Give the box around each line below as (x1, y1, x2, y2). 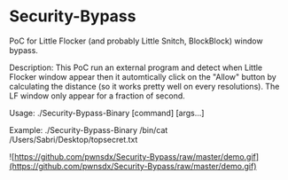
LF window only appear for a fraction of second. (9, 90, 186, 101)
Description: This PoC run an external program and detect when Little (9, 62, 263, 73)
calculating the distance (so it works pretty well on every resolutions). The (9, 81, 280, 91)
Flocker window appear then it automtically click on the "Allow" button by (9, 71, 276, 82)
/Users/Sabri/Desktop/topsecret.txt (9, 134, 138, 145)
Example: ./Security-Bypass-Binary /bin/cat (9, 124, 168, 135)
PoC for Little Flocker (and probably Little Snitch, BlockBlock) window (9, 35, 263, 46)
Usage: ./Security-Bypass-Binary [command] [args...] (9, 107, 205, 118)
